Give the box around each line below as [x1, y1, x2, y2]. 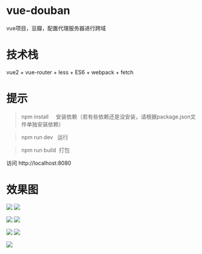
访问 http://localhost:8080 [6, 159, 72, 166]
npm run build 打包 [21, 146, 70, 154]
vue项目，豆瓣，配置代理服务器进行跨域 [6, 24, 106, 32]
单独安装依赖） [26, 120, 64, 128]
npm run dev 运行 [21, 133, 69, 140]
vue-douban [6, 4, 70, 18]
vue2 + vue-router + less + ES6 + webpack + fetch [6, 68, 134, 76]
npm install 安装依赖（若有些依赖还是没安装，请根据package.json [21, 113, 191, 120]
